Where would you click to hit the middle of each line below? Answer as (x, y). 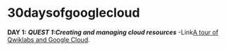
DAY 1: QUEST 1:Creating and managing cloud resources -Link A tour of (113, 32)
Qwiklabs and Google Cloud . (49, 39)
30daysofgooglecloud (74, 13)
